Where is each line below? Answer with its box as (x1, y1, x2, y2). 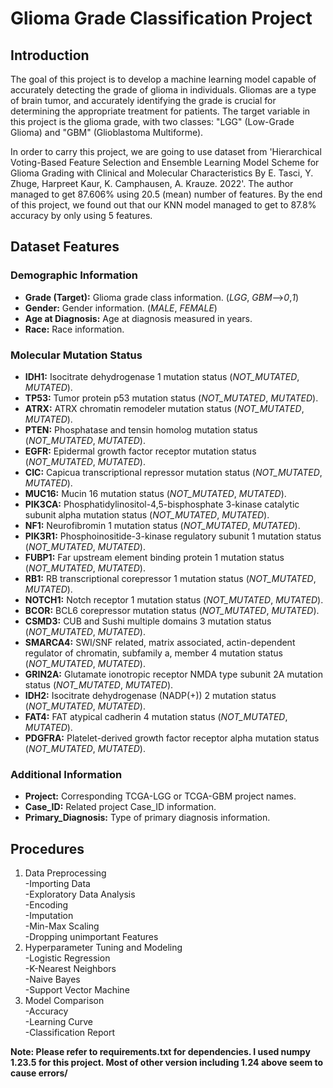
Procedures (10, 840, 85, 857)
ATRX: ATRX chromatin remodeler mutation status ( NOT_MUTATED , (24, 402, 305, 414)
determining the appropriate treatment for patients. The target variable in (10, 105, 311, 117)
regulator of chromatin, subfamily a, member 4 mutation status (24, 647, 283, 659)
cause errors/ (10, 1067, 68, 1079)
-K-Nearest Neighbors (24, 963, 117, 975)
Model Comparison (24, 995, 105, 1007)
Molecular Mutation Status (10, 348, 143, 362)
